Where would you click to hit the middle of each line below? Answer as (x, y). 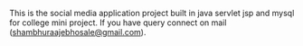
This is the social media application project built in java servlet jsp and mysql (152, 13)
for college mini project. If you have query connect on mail (118, 23)
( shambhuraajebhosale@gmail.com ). (78, 32)
